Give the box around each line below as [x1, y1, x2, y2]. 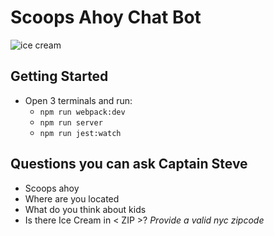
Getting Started [10, 68, 109, 85]
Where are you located [24, 192, 120, 205]
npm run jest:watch [39, 128, 122, 138]
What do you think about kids [24, 203, 147, 215]
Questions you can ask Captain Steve [10, 156, 248, 173]
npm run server [39, 117, 103, 128]
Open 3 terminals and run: [24, 94, 133, 106]
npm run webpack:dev [39, 107, 126, 117]
